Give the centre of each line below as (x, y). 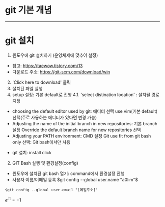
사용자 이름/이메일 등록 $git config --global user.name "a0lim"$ (75, 179)
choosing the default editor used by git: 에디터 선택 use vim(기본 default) (85, 111)
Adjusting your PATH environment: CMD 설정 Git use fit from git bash (82, 136)
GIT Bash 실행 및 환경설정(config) (45, 163)
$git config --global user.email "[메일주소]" (52, 190)
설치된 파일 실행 (27, 88)
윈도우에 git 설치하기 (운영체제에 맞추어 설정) (55, 55)
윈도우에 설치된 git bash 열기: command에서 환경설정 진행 (68, 173)
